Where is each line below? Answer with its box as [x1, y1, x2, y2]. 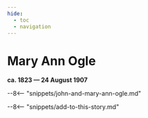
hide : [7, 10, 23, 17]
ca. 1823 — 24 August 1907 [7, 76, 88, 84]
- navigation [13, 23, 51, 30]
